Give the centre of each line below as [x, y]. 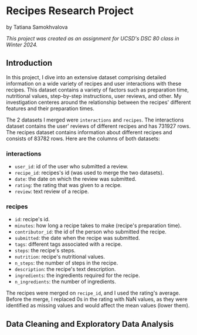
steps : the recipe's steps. [45, 251]
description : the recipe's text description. [65, 269]
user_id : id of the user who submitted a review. [72, 167]
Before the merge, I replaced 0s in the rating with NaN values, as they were [97, 299]
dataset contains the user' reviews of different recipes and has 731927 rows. [98, 126]
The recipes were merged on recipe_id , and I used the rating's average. [93, 293]
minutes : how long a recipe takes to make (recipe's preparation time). [98, 226]
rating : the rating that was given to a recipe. [68, 185]
